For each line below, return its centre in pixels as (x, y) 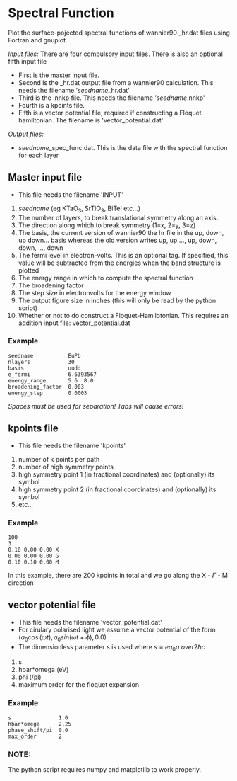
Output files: (26, 134)
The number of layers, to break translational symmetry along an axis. (118, 217)
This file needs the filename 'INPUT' (71, 194)
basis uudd (44, 368)
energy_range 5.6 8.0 (51, 380)
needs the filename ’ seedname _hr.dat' (74, 90)
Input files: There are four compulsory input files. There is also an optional (115, 54)
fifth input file (28, 61)
